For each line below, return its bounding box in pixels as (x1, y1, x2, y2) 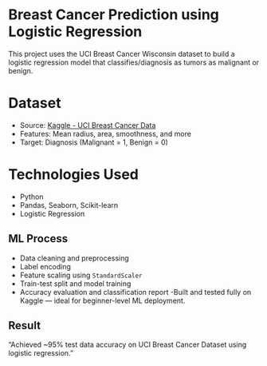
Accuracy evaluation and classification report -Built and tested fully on (19, 287, 252, 296)
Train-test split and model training (19, 278, 132, 288)
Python (19, 192, 44, 201)
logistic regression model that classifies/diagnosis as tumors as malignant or (8, 58, 260, 67)
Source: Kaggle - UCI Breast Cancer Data (19, 120, 156, 129)
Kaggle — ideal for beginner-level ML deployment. (19, 296, 186, 305)
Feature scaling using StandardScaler (19, 270, 143, 280)
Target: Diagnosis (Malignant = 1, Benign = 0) (19, 137, 169, 147)
